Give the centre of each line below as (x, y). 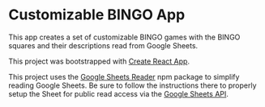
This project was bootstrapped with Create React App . (99, 61)
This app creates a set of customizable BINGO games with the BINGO (124, 37)
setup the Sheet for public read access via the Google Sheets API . (119, 93)
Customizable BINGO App (97, 15)
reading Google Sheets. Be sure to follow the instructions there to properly (132, 85)
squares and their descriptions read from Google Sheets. (103, 45)
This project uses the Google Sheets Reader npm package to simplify (124, 76)
